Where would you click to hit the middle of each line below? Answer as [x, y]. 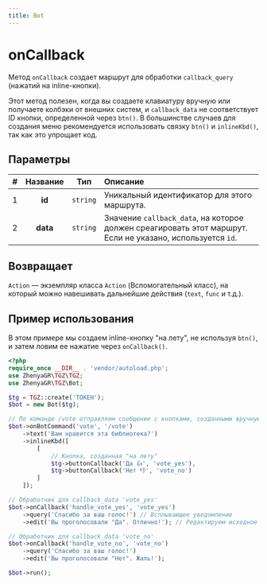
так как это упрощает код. [53, 134]
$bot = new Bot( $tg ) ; [44, 405]
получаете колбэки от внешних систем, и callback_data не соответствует [133, 109]
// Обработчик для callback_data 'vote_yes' [83, 500]
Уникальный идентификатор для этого [178, 195]
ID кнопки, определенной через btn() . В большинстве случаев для [122, 118]
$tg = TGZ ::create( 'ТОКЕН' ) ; [56, 397]
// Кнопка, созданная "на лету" [104, 456]
